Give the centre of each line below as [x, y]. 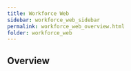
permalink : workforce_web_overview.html [66, 26]
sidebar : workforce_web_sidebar [53, 20]
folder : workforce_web [40, 33]
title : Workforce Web [38, 13]
